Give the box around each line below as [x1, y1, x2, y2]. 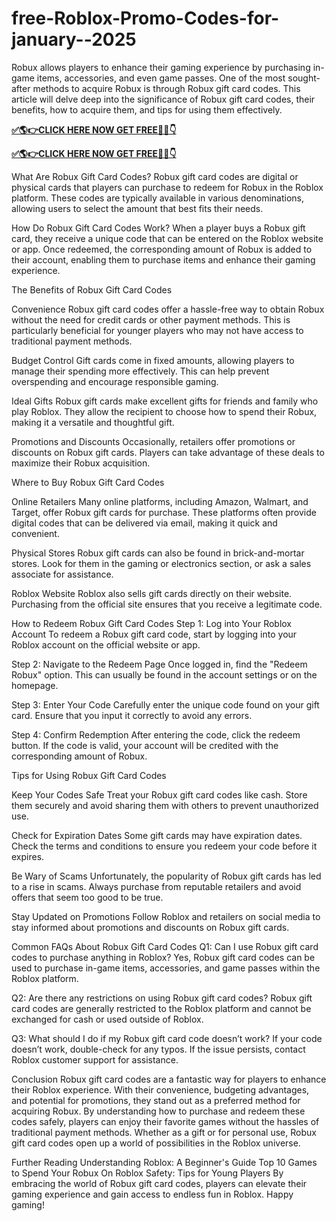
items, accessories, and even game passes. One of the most [36, 72, 286, 84]
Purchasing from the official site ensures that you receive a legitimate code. [11, 598, 323, 610]
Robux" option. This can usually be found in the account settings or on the [11, 668, 318, 681]
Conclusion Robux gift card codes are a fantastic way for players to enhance [11, 1073, 327, 1085]
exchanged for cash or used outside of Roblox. [11, 1013, 204, 1025]
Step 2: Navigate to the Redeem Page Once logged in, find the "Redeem [11, 658, 308, 670]
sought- [287, 72, 321, 84]
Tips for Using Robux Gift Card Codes [11, 769, 167, 781]
